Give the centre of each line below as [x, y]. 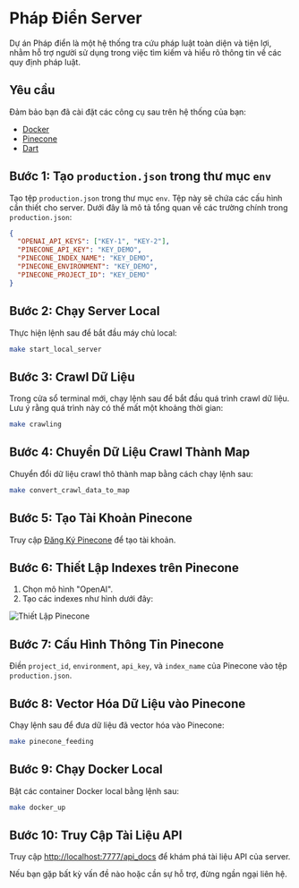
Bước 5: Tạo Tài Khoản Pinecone [101, 518]
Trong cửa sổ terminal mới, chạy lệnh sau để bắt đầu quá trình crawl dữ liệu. [149, 398]
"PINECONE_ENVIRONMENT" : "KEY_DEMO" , [88, 267]
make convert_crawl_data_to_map [69, 490]
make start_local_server [56, 349]
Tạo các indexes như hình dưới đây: [88, 599]
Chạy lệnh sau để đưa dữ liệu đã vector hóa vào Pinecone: [117, 725]
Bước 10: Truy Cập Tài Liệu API [96, 835]
